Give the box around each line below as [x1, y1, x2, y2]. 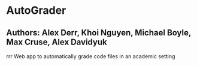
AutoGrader [6, 4, 66, 17]
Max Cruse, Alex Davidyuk [6, 37, 107, 47]
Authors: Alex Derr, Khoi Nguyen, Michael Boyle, [6, 28, 192, 38]
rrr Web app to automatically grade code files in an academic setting [6, 53, 175, 60]
